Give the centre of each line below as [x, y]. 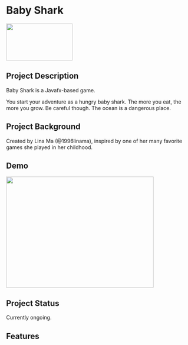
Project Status [33, 303]
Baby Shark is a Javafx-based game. [51, 90]
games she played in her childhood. [50, 147]
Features [23, 336]
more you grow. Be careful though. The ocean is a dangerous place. [88, 108]
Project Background [43, 127]
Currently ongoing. [29, 318]
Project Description [42, 76]
